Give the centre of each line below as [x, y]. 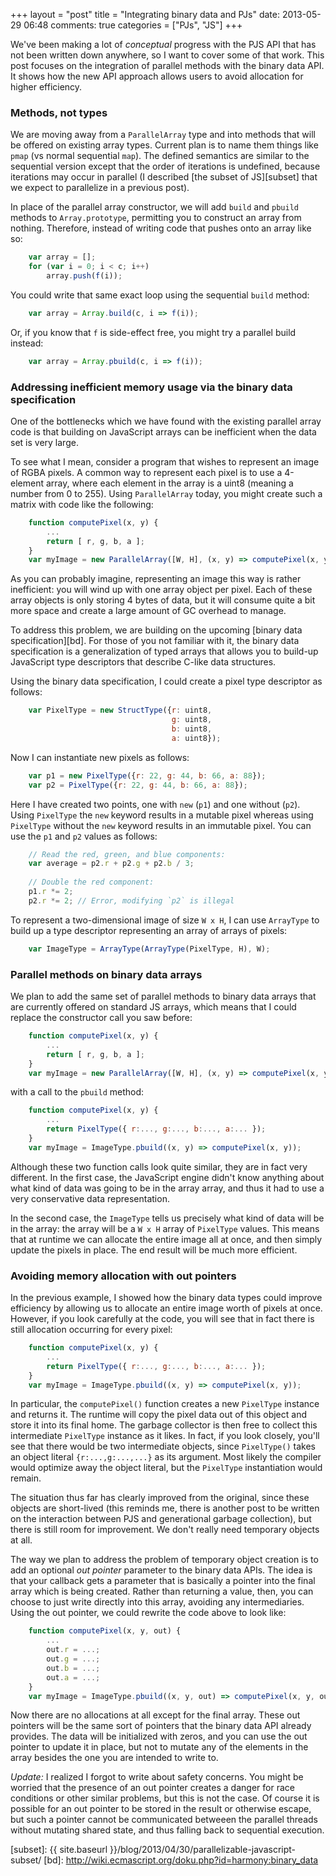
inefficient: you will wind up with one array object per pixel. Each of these [161, 590]
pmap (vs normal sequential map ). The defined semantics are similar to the [160, 156]
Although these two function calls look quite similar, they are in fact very [159, 1166]
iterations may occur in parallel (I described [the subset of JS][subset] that [164, 177]
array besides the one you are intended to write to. [114, 1758]
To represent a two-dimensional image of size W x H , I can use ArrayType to [165, 920]
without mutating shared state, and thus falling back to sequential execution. [167, 1830]
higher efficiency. [46, 87]
